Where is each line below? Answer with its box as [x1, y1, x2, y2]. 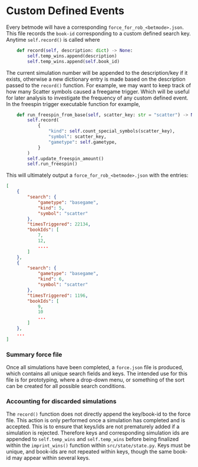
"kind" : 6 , [37, 276, 65, 282]
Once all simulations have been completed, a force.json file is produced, [6, 363, 184, 370]
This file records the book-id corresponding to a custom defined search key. [6, 29, 191, 37]
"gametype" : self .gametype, [48, 139, 117, 145]
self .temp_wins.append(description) [27, 53, 117, 59]
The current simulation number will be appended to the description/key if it [6, 69, 188, 76]
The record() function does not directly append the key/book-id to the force [6, 410, 191, 418]
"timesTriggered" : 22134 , [27, 221, 91, 227]
